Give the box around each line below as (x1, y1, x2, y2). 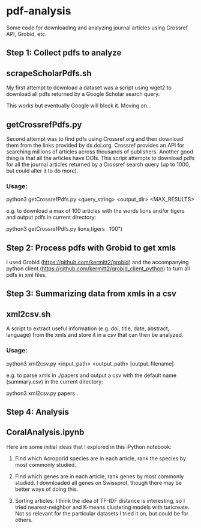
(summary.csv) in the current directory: (6, 378, 103, 385)
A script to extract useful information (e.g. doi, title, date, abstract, (6, 325, 170, 332)
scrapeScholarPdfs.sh (6, 68, 92, 79)
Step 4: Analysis (6, 406, 69, 417)
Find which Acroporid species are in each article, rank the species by (14, 454, 186, 462)
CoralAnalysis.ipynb (6, 427, 85, 438)
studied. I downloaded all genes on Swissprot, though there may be (14, 479, 182, 486)
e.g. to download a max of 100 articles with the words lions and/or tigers (6, 207, 185, 215)
